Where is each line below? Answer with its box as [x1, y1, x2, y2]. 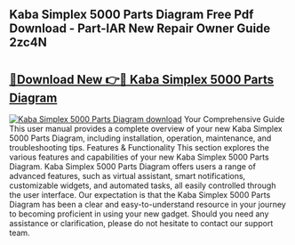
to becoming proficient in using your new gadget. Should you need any [9, 208, 269, 219]
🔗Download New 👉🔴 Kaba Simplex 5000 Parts [9, 71, 275, 87]
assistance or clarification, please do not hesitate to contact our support [9, 218, 274, 228]
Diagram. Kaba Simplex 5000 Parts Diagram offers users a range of [9, 161, 256, 172]
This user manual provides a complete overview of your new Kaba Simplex [9, 124, 283, 134]
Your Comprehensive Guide [183, 114, 285, 124]
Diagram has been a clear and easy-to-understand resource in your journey [9, 200, 286, 209]
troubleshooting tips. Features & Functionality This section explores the [9, 143, 269, 152]
